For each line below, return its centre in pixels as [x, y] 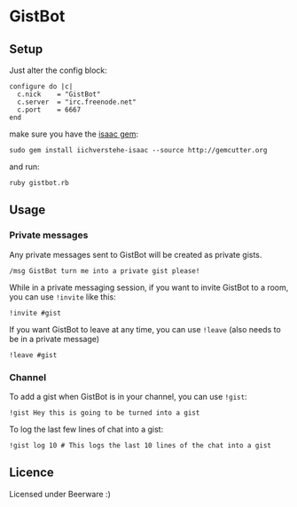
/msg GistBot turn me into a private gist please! [105, 271]
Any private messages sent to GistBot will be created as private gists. [136, 254]
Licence [32, 473]
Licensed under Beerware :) [60, 494]
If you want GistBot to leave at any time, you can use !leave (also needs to [145, 329]
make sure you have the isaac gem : [74, 134]
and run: [24, 167]
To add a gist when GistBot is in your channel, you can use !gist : [128, 396]
